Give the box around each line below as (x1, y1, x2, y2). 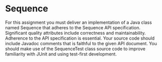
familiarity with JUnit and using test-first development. (5, 51, 117, 57)
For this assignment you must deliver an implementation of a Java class (5, 19, 152, 25)
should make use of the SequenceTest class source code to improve (5, 46, 146, 52)
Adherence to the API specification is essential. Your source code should (5, 35, 155, 41)
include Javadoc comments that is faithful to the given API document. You (5, 40, 157, 46)
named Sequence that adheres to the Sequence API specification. (5, 24, 141, 30)
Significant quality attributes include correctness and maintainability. (5, 30, 146, 36)
